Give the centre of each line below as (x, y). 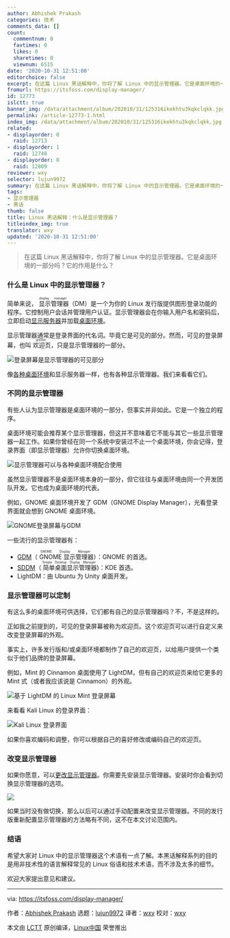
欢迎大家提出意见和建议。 (43, 878)
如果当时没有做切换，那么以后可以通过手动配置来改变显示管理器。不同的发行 (115, 811)
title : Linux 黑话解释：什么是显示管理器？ (63, 217)
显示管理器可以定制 (39, 595)
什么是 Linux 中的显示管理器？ (57, 285)
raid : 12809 (30, 166)
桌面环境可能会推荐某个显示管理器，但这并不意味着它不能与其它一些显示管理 (115, 433)
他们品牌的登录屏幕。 (49, 658)
